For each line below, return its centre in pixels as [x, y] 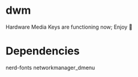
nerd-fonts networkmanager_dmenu [50, 67]
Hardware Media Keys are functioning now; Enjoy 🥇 [69, 27]
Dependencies [43, 51]
